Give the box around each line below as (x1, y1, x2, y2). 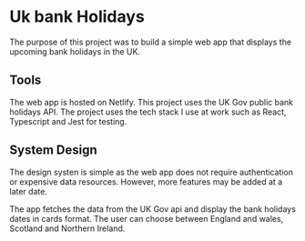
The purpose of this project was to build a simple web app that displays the (9, 36, 292, 47)
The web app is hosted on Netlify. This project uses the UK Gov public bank (9, 96, 294, 107)
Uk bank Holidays (9, 6, 146, 27)
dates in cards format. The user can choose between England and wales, (9, 213, 284, 224)
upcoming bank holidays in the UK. (9, 45, 141, 56)
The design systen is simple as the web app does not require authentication (9, 166, 294, 177)
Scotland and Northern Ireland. (9, 223, 126, 234)
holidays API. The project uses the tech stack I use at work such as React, (9, 106, 287, 117)
